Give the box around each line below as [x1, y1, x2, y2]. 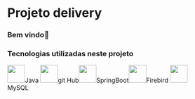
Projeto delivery [7, 5, 102, 21]
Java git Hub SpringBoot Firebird [25, 76, 169, 85]
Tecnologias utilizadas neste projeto [7, 49, 134, 59]
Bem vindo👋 [7, 30, 49, 40]
